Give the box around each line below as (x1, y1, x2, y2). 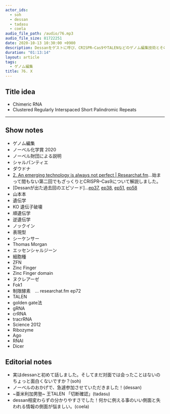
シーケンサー (12, 235, 39, 241)
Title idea (5, 87, 35, 97)
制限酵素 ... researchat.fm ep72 (12, 288, 81, 294)
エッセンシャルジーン (12, 247, 57, 253)
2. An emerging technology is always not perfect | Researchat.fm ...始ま (12, 172, 161, 178)
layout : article (5, 54, 39, 60)
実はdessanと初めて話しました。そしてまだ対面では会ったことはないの (12, 372, 161, 378)
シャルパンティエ (12, 159, 49, 165)
